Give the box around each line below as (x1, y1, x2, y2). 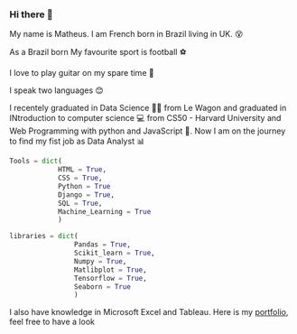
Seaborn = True (73, 282, 131, 292)
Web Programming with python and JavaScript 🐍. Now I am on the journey (9, 125, 286, 136)
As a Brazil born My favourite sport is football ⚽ (9, 47, 187, 58)
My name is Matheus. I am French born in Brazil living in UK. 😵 (9, 29, 244, 40)
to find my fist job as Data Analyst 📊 (9, 135, 145, 147)
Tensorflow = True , (73, 274, 147, 283)
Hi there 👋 (9, 8, 54, 21)
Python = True (57, 181, 111, 190)
